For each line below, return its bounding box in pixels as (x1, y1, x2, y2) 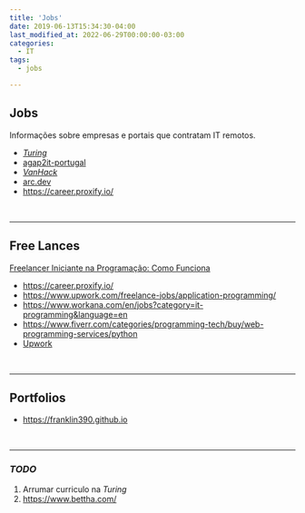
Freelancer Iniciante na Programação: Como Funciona (9, 262, 211, 273)
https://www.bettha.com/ (22, 493, 117, 504)
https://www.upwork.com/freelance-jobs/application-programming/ (22, 290, 277, 301)
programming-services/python (22, 328, 138, 339)
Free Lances (9, 238, 80, 254)
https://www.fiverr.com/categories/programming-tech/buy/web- (22, 319, 264, 330)
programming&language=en (22, 309, 129, 320)
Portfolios (9, 390, 66, 405)
